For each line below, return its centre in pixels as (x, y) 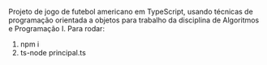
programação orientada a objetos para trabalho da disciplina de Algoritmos (134, 20)
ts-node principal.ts (53, 53)
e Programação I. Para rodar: (57, 28)
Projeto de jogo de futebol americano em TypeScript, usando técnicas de (131, 12)
